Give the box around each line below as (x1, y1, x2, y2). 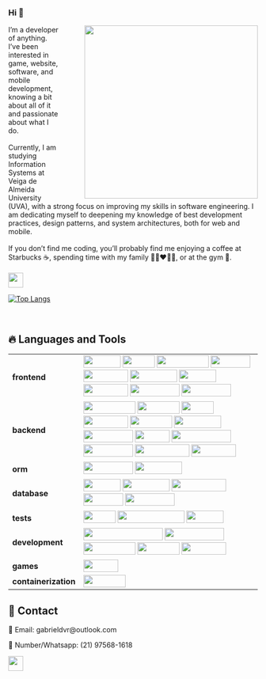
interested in (8, 51, 49, 60)
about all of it (8, 101, 51, 110)
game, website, (8, 59, 59, 68)
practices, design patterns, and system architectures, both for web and (8, 218, 240, 228)
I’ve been (8, 42, 39, 51)
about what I (8, 118, 49, 127)
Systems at (8, 168, 45, 177)
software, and (8, 67, 54, 77)
